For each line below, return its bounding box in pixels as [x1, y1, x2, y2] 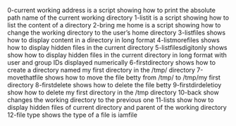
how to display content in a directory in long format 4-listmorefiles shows [7, 36, 220, 44]
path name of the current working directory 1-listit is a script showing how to [7, 13, 230, 22]
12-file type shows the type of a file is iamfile [7, 111, 137, 119]
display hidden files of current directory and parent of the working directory [7, 103, 227, 111]
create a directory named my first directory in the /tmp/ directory [7, 66, 196, 74]
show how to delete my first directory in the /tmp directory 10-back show [7, 88, 220, 96]
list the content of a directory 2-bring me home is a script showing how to [7, 21, 221, 29]
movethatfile [7, 73, 44, 82]
